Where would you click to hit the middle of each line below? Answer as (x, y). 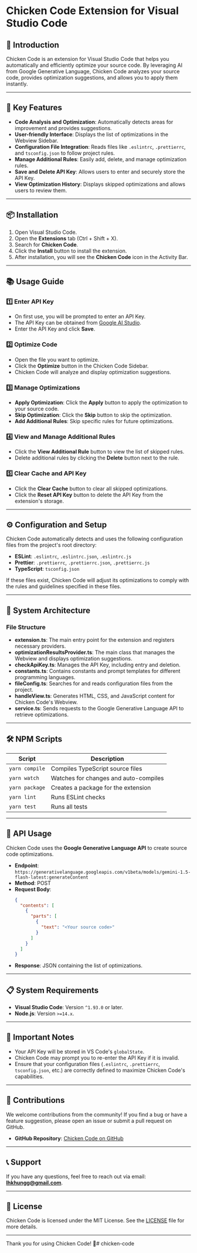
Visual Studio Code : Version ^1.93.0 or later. (69, 1007)
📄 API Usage (29, 834)
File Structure (26, 627)
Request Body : (33, 889)
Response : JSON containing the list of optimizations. (78, 966)
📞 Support (24, 1162)
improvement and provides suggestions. (63, 128)
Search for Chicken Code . (46, 244)
